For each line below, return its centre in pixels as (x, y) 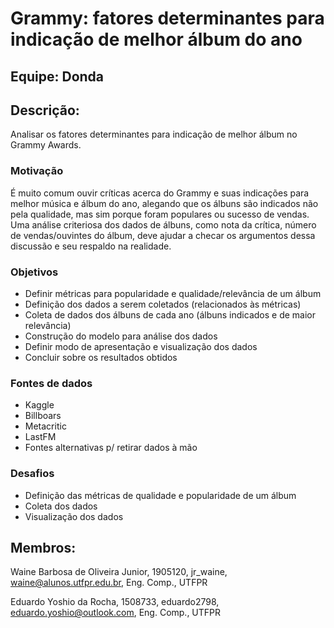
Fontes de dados (51, 383)
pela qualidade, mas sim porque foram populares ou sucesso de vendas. (160, 214)
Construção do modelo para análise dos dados (121, 336)
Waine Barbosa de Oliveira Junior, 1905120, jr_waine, (119, 572)
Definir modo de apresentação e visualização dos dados (141, 346)
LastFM (40, 437)
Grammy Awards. (46, 145)
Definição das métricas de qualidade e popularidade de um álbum (160, 495)
